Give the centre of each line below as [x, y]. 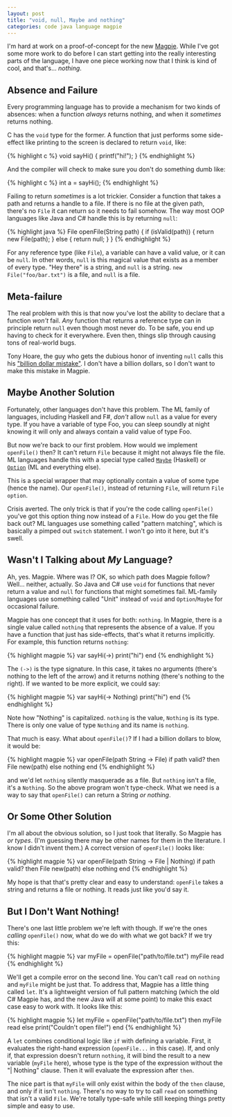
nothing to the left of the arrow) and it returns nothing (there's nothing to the [116, 676]
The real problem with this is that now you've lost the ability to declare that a [116, 313]
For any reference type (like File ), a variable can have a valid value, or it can [116, 253]
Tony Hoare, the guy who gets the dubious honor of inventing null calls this [115, 356]
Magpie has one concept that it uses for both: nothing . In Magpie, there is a [115, 620]
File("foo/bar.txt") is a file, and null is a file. [74, 275]
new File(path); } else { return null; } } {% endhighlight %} [89, 239]
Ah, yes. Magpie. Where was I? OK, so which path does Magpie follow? [108, 577]
